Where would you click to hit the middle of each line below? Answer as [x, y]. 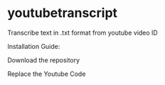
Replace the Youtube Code [47, 74]
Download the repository [44, 60]
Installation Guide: [34, 46]
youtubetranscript [63, 13]
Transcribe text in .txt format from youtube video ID [82, 33]
